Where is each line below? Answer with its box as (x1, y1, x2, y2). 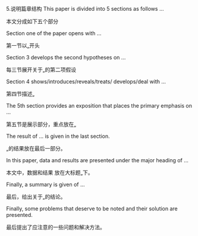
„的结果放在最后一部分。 (6, 145, 66, 152)
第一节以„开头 (6, 42, 40, 49)
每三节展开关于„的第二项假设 (6, 66, 76, 73)
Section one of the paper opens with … (6, 30, 102, 37)
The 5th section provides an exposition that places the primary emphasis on (6, 102, 192, 109)
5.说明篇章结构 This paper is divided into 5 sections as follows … (6, 5, 164, 12)
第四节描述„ (6, 90, 34, 97)
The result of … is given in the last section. (6, 133, 110, 140)
